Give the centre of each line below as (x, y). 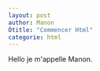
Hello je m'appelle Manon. (50, 59)
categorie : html (35, 37)
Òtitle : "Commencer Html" (50, 30)
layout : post (30, 15)
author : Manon (31, 23)
